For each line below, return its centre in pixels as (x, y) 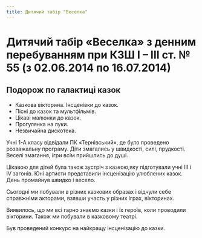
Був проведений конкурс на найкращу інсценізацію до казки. (86, 228)
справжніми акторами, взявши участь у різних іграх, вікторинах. (90, 198)
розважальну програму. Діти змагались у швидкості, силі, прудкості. (96, 149)
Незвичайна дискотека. (46, 131)
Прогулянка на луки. (41, 124)
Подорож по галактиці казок (64, 90)
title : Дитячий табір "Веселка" (47, 12)
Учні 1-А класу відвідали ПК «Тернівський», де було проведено (88, 142)
